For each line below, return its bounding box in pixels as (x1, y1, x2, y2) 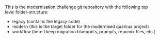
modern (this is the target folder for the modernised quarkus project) (12, 24, 149, 29)
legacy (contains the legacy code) (12, 19, 80, 24)
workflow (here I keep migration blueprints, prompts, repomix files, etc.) (12, 29, 156, 34)
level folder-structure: (5, 9, 48, 15)
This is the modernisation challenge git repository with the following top (5, 4, 148, 10)
